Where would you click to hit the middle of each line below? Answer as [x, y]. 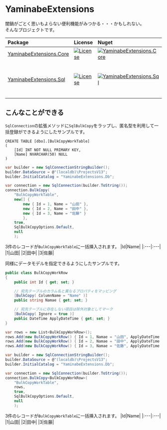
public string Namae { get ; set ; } [51, 300]
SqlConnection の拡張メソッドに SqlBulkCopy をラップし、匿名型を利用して [80, 125]
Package [18, 42]
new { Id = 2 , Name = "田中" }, [56, 209]
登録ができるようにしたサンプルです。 [48, 132]
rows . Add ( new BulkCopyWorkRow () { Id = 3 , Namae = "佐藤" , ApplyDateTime [83, 346]
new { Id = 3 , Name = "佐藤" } [55, 213]
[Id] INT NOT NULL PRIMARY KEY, [47, 150]
